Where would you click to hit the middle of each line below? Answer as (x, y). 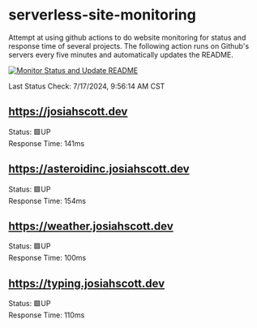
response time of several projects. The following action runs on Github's (129, 45)
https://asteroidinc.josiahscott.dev (99, 169)
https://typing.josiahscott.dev (87, 283)
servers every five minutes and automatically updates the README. (121, 54)
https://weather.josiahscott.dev (91, 226)
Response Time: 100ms (47, 258)
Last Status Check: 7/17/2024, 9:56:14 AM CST (87, 86)
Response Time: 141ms (47, 143)
